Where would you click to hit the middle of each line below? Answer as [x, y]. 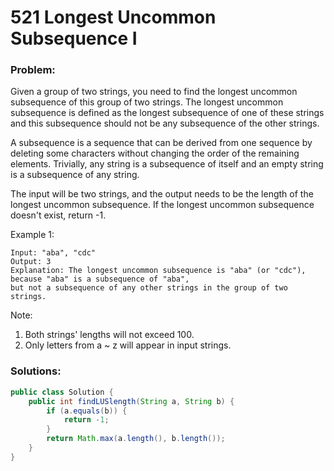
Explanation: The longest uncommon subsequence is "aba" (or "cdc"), [158, 271]
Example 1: [32, 235]
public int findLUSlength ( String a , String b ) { [131, 401]
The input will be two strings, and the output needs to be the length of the [162, 194]
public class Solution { [62, 392]
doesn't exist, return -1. [58, 215]
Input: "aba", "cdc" [53, 253]
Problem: [33, 70]
